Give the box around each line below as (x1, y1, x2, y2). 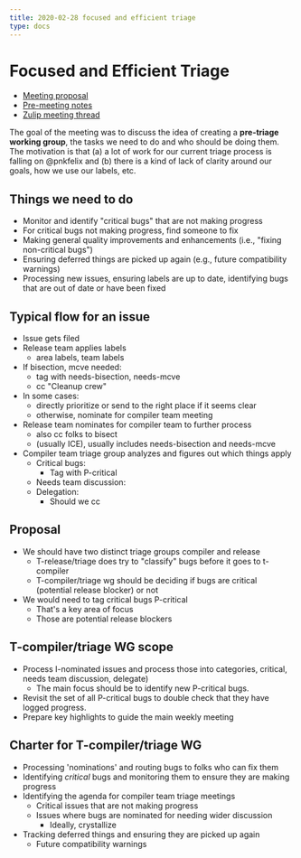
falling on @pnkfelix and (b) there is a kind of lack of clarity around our (9, 155, 273, 167)
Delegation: (35, 487, 80, 498)
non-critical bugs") (22, 245, 93, 256)
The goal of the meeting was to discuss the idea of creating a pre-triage (9, 127, 279, 138)
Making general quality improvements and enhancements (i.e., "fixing (22, 235, 282, 246)
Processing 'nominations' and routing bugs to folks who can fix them (22, 761, 279, 772)
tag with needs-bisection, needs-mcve (35, 371, 181, 382)
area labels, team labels (35, 352, 125, 363)
